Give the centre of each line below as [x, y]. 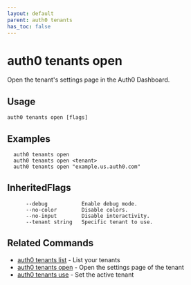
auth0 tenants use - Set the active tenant [75, 275]
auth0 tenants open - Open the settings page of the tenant [101, 267]
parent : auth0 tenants [40, 20]
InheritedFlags [39, 188]
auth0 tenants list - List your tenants [69, 259]
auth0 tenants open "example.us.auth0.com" [77, 167]
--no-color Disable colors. [77, 210]
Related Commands [51, 243]
